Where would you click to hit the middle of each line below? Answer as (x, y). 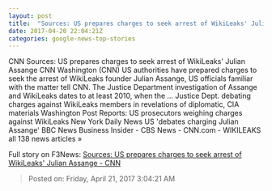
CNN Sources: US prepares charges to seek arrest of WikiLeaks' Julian (127, 62)
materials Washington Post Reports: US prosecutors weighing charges (125, 113)
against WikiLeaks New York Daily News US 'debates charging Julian (123, 121)
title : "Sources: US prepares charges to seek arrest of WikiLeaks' (128, 23)
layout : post (30, 16)
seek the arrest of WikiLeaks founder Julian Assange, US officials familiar (131, 79)
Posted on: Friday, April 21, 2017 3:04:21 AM (102, 179)
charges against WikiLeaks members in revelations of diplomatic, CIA (124, 104)
